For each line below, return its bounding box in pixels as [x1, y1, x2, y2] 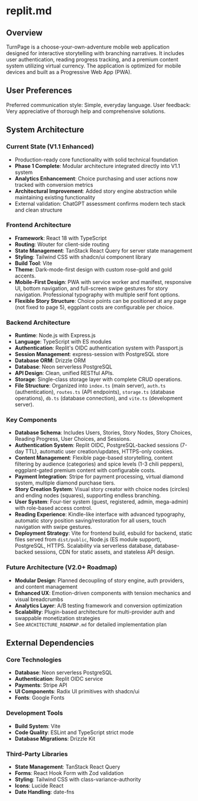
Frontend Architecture [6, 221, 72, 229]
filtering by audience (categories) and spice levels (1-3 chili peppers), [14, 460, 184, 468]
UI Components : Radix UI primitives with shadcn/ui [14, 688, 140, 695]
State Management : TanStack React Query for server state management [14, 247, 193, 254]
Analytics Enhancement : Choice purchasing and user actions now [14, 175, 178, 182]
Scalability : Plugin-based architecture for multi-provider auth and [14, 608, 176, 615]
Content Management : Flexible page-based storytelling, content [14, 454, 173, 461]
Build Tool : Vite [14, 259, 53, 267]
